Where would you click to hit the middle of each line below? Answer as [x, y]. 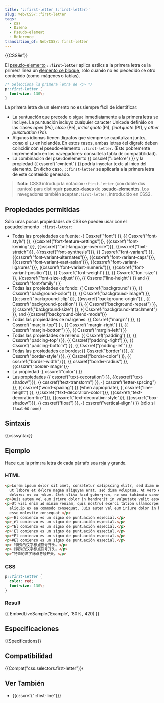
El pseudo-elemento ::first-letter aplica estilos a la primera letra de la [78, 65]
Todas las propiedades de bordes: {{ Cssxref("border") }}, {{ [73, 351]
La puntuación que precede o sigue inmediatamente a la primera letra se [85, 117]
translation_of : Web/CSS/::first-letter [47, 42]
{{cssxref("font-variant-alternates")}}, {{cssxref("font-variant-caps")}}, [84, 257]
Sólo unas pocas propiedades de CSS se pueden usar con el [66, 222]
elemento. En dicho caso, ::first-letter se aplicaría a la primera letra [83, 169]
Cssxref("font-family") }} [37, 283]
